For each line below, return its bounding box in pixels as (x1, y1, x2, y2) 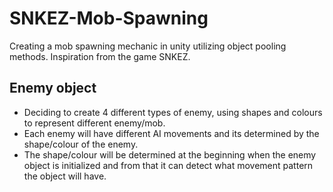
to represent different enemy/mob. (23, 117, 166, 129)
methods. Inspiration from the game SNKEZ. (9, 50, 191, 62)
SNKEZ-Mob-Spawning (9, 7, 209, 30)
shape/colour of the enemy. (23, 138, 139, 150)
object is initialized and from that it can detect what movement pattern (23, 159, 314, 171)
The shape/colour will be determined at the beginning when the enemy (23, 148, 317, 161)
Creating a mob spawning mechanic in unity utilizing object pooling (9, 40, 287, 52)
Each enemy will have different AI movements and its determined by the (23, 127, 320, 139)
